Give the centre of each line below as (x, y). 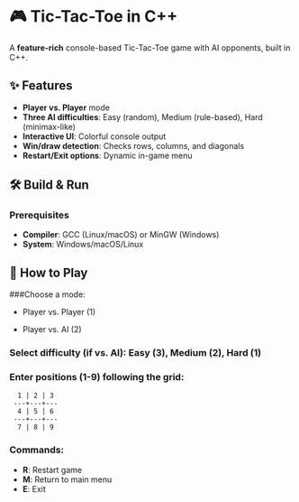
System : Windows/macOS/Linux (83, 245)
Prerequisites (39, 215)
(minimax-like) (49, 126)
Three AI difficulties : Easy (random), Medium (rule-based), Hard (142, 116)
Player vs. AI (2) (52, 330)
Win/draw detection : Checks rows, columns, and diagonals (133, 145)
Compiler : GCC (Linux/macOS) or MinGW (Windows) (121, 235)
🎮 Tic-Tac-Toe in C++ (94, 17)
